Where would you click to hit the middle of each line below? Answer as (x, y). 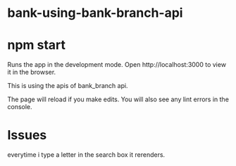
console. (20, 107)
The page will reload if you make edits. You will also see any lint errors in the (118, 99)
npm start (36, 45)
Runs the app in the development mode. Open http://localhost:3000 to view (117, 65)
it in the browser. (32, 72)
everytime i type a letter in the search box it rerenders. (86, 155)
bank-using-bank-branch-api (95, 13)
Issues (27, 135)
